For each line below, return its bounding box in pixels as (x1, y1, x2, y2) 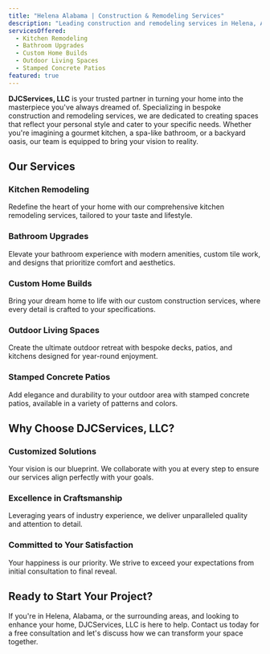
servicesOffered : (8, 27, 67, 35)
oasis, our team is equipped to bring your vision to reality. (8, 136, 199, 146)
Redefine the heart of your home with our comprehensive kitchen (8, 202, 225, 212)
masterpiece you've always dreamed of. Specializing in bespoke (8, 102, 221, 112)
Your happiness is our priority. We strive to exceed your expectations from (8, 557, 255, 567)
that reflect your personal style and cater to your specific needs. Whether (8, 119, 252, 129)
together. (8, 636, 39, 646)
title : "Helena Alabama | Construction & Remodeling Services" (8, 11, 225, 20)
